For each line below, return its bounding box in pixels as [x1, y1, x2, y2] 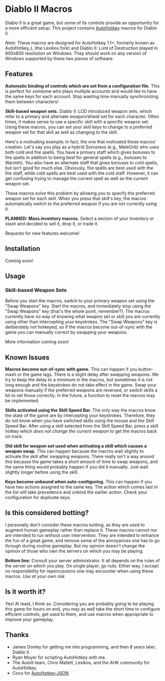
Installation [5, 245, 40, 253]
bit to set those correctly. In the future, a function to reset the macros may [5, 393, 155, 398]
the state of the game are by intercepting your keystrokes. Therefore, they [5, 413, 156, 419]
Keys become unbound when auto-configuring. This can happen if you [5, 479, 152, 485]
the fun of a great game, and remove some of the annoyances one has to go [5, 538, 160, 543]
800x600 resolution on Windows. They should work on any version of [5, 50, 147, 56]
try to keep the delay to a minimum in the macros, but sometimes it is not [5, 377, 153, 383]
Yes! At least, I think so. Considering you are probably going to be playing [5, 601, 154, 607]
